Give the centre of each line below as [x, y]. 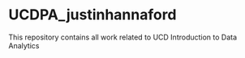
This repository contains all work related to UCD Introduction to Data [123, 37]
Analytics [24, 45]
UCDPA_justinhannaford [92, 15]
